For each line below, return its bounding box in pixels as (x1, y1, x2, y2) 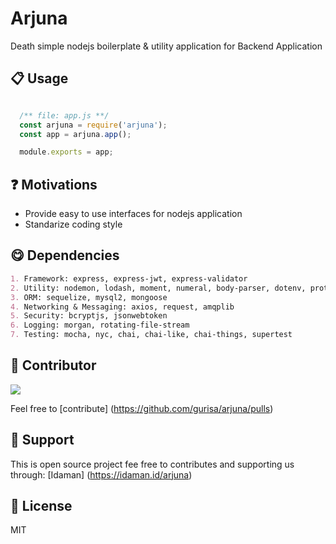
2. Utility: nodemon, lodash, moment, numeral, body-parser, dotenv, (10, 283, 307, 293)
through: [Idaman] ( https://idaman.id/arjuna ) (10, 468, 193, 481)
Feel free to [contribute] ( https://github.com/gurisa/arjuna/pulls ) (10, 402, 274, 414)
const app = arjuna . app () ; (19, 129, 132, 139)
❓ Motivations (10, 176, 98, 193)
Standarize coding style (24, 218, 123, 231)
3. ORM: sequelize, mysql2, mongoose (10, 292, 168, 302)
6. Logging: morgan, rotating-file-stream (10, 320, 190, 331)
